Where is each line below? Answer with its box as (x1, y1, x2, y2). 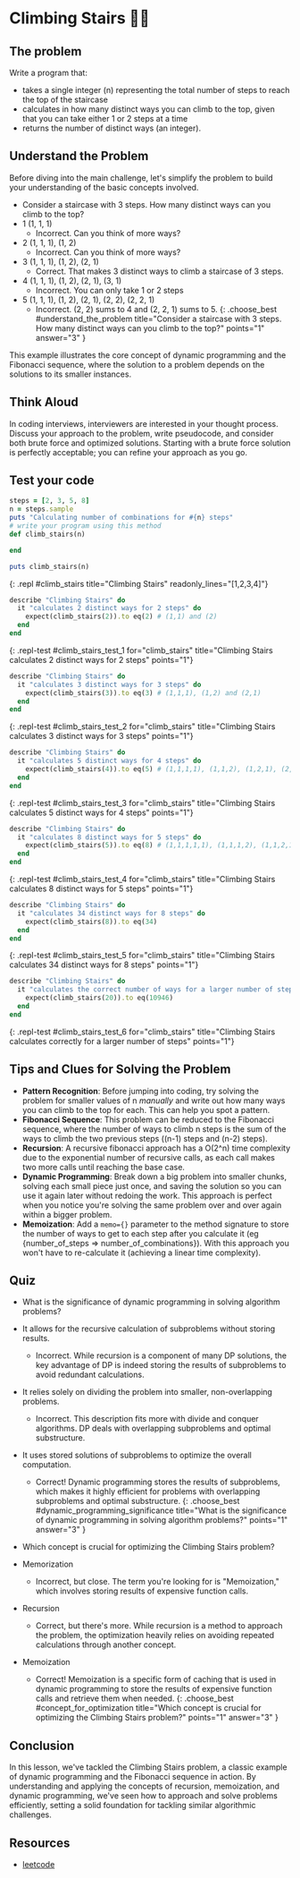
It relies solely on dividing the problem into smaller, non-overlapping (21, 1387, 272, 1398)
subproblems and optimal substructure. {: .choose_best (35, 1496, 240, 1507)
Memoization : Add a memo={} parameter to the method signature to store (21, 1219, 289, 1229)
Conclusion (9, 1738, 75, 1753)
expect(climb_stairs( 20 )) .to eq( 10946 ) (25, 993, 174, 1003)
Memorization (21, 1559, 74, 1569)
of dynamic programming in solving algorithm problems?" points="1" (35, 1515, 288, 1525)
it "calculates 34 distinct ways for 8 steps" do (17, 908, 205, 918)
